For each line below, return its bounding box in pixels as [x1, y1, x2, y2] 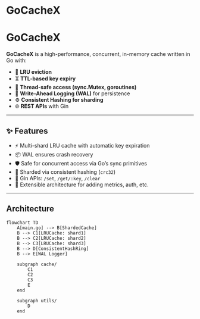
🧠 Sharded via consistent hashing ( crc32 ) [14, 168, 116, 176]
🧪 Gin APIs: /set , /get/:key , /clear [14, 174, 101, 182]
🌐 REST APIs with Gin [14, 102, 69, 110]
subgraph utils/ [17, 298, 58, 304]
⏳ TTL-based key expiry [14, 75, 76, 82]
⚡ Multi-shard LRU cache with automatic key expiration [14, 142, 150, 149]
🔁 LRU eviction [14, 68, 52, 76]
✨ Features [6, 126, 48, 136]
